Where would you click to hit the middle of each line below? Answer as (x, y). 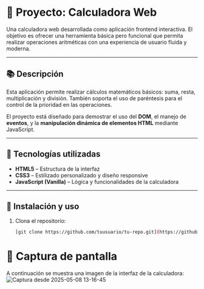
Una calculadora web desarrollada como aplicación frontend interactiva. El (100, 29)
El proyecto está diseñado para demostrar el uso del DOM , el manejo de (96, 116)
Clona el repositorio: (40, 221)
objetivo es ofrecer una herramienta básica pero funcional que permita (95, 35)
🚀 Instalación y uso (43, 206)
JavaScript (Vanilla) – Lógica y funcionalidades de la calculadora (97, 182)
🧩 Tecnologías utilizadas (53, 154)
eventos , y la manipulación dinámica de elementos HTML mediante (92, 123)
